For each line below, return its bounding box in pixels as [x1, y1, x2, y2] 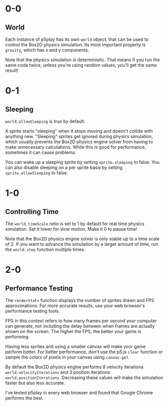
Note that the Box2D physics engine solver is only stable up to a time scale [5, 236, 159, 242]
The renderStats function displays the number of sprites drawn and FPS [5, 297, 154, 303]
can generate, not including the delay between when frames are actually [5, 323, 155, 329]
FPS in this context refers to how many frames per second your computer [5, 318, 157, 324]
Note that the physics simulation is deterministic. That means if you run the [5, 57, 160, 63]
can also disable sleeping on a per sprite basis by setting [5, 164, 123, 170]
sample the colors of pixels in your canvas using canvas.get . [5, 354, 130, 360]
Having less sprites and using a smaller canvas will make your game [5, 344, 146, 349]
